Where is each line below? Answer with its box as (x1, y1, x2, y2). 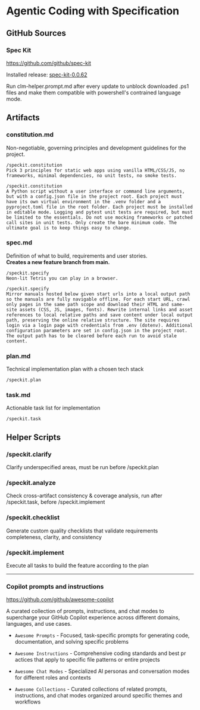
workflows (14, 698, 41, 706)
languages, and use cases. (6, 620, 72, 628)
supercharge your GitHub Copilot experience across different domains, (6, 614, 180, 621)
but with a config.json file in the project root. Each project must (6, 193, 183, 200)
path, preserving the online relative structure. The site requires (6, 317, 180, 323)
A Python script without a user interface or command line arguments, (6, 188, 185, 194)
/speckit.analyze (6, 479, 56, 487)
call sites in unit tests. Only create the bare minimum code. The (6, 219, 177, 225)
